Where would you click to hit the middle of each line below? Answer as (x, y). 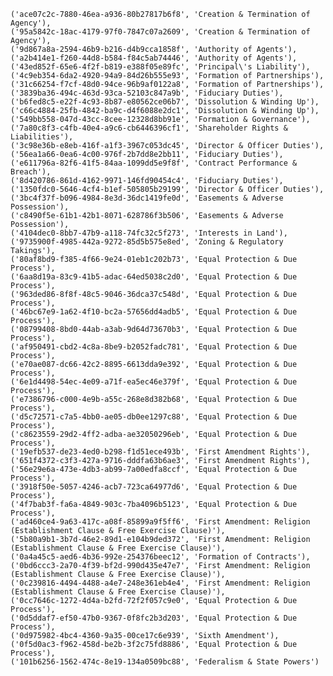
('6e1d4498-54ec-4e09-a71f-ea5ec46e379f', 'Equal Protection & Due (154, 382)
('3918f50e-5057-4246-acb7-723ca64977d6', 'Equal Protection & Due (154, 487)
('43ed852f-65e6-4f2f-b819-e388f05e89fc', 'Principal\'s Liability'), (160, 67)
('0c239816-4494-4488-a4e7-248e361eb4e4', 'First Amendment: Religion (160, 583)
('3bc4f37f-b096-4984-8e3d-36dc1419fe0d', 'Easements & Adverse (147, 198)
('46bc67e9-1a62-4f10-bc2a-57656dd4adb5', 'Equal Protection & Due (154, 312)
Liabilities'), (42, 137)
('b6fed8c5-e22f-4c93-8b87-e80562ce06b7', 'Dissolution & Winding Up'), (165, 102)
